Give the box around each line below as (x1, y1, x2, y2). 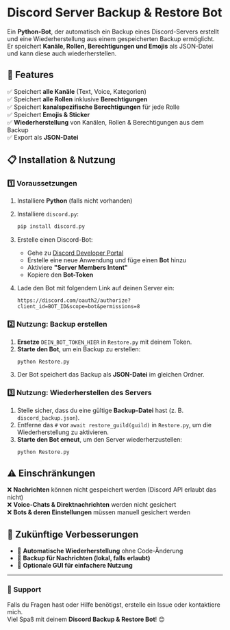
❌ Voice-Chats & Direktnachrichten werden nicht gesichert (7, 501, 177, 509)
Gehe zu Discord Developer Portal (27, 249, 124, 257)
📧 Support (7, 585, 42, 594)
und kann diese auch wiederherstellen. (7, 49, 117, 58)
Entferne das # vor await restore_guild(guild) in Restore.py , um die (16, 420, 212, 429)
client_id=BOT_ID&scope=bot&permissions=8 (16, 303, 140, 310)
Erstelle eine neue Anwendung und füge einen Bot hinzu (27, 256, 187, 264)
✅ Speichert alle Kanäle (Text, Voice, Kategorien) (7, 87, 147, 95)
